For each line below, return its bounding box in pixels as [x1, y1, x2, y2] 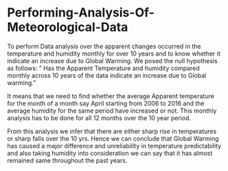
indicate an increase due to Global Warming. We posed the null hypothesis [7, 56, 218, 65]
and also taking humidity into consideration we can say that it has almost [7, 149, 213, 157]
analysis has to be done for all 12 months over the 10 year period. [7, 113, 191, 122]
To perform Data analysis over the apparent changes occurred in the [7, 42, 201, 50]
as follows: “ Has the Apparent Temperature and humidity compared [7, 64, 201, 72]
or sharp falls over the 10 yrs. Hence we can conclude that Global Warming [7, 134, 219, 142]
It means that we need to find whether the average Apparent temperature [7, 91, 215, 100]
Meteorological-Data [7, 19, 128, 35]
